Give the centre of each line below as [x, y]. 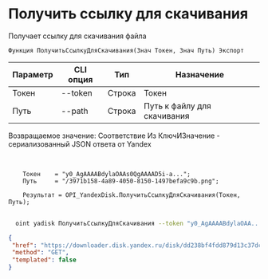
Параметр [33, 74]
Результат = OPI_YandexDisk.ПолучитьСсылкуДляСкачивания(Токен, [132, 195]
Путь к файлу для [177, 106]
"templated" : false [44, 260]
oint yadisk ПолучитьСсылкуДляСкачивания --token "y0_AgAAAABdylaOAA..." [140, 223]
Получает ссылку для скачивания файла [77, 36]
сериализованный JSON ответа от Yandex [80, 143]
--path [75, 111]
